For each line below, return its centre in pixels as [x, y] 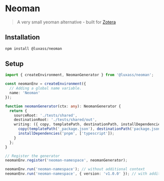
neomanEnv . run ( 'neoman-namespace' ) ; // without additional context [75, 169]
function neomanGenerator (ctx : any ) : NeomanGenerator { [63, 106]
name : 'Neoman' [25, 93]
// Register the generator [32, 156]
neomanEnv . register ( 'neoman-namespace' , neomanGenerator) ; [66, 161]
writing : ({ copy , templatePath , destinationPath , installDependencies [88, 124]
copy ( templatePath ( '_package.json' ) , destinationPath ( [75, 129]
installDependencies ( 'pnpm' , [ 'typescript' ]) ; [66, 134]
